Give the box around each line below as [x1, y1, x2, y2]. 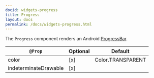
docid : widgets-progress [5, 7, 58, 13]
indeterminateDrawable [8, 65, 64, 72]
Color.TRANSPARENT [95, 57, 146, 64]
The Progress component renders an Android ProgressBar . [5, 36, 128, 42]
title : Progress [5, 12, 40, 17]
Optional [68, 48, 90, 55]
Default [111, 48, 130, 55]
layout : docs [5, 17, 33, 22]
